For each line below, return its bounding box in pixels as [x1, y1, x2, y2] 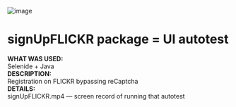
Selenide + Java [7, 62, 54, 70]
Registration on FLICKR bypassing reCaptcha [7, 77, 138, 85]
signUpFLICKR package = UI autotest [7, 32, 229, 47]
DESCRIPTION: [7, 69, 52, 77]
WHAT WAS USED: [7, 54, 64, 63]
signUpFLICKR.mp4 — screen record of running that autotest [7, 92, 185, 100]
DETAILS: [7, 84, 35, 93]
